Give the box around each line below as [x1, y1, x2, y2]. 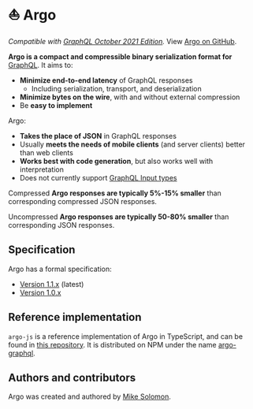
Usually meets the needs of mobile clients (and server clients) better [19, 139, 246, 149]
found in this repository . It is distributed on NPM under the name [8, 340, 217, 349]
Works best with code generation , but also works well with [19, 156, 214, 165]
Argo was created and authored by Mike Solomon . [8, 392, 172, 401]
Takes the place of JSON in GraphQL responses [19, 131, 177, 140]
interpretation [19, 165, 65, 174]
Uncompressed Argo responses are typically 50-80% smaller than [8, 212, 229, 221]
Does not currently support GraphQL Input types [19, 173, 177, 182]
